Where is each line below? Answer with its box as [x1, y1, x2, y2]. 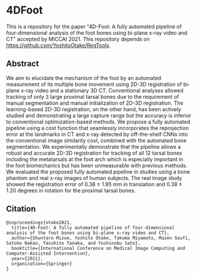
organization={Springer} [11, 261, 72, 266]
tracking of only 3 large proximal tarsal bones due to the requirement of [6, 93, 179, 100]
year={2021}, [11, 255, 44, 262]
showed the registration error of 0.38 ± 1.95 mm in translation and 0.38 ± [6, 181, 182, 188]
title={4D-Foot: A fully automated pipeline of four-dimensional [11, 225, 175, 231]
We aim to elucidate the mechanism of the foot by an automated [6, 74, 162, 81]
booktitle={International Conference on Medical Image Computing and [11, 245, 185, 251]
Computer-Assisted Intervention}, [6, 251, 91, 256]
